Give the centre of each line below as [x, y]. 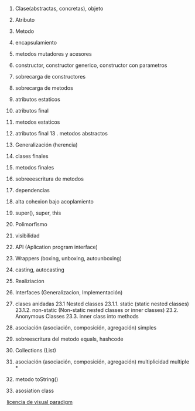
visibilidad [27, 236]
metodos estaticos [37, 122]
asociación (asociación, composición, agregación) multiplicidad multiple [102, 362]
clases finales [32, 156]
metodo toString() [37, 379]
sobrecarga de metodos [44, 88]
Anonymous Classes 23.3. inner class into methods [77, 316]
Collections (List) [35, 350]
